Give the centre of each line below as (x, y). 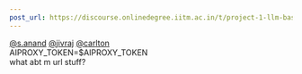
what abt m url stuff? (48, 62)
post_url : (28, 17)
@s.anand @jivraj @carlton (60, 43)
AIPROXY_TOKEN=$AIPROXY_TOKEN (79, 52)
